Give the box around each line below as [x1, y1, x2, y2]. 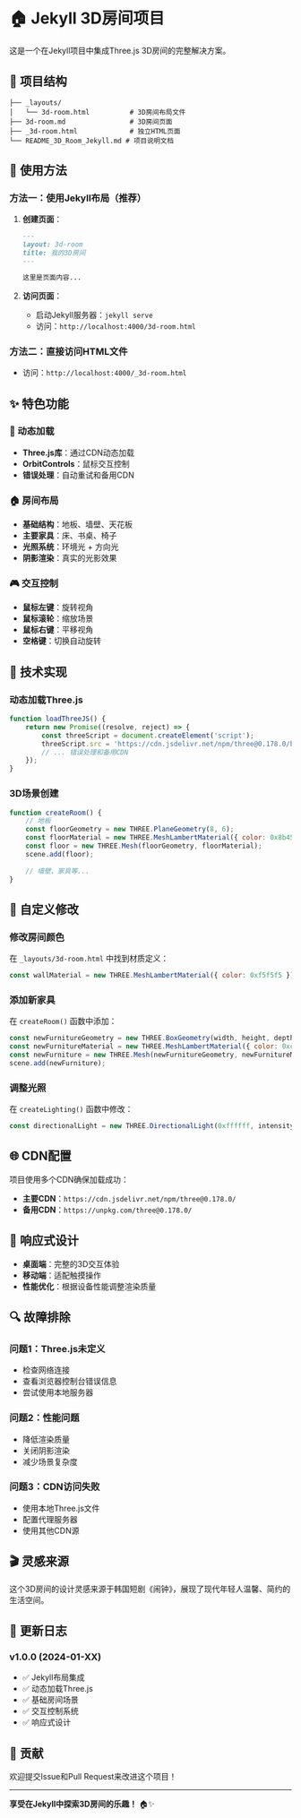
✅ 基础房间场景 [21, 1694, 79, 1705]
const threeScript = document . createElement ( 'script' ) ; [41, 731, 254, 740]
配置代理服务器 [21, 1513, 78, 1524]
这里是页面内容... [21, 272, 82, 282]
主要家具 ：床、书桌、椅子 [21, 530, 117, 541]
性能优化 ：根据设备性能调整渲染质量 [21, 1280, 157, 1291]
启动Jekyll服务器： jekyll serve [35, 309, 154, 320]
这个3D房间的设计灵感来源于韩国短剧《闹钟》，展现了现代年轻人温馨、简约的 [9, 1583, 291, 1594]
